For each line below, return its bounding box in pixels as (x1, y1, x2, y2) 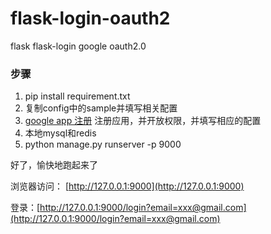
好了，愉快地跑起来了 (10, 159, 98, 171)
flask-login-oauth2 (10, 7, 171, 30)
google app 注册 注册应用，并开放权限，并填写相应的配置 (24, 115, 262, 127)
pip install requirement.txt (24, 90, 131, 102)
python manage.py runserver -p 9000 (24, 138, 182, 151)
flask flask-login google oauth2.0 (10, 40, 147, 52)
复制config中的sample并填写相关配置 (24, 102, 178, 114)
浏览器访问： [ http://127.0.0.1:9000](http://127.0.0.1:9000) (10, 180, 245, 192)
